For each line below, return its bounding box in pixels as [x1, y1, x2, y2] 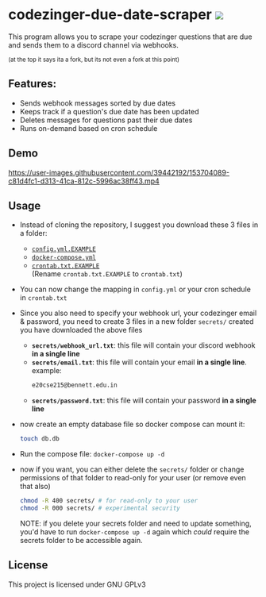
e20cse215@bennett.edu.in [31, 381, 118, 390]
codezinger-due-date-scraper [8, 6, 213, 24]
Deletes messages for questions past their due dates [19, 115, 193, 125]
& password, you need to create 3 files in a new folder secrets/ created [19, 317, 254, 326]
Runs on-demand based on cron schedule [19, 123, 158, 133]
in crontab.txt [19, 293, 67, 302]
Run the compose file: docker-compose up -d [19, 449, 165, 459]
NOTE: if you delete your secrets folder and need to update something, [19, 518, 252, 528]
